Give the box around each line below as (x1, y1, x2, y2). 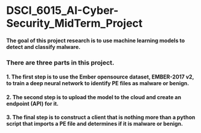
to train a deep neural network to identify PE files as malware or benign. (6, 80, 190, 87)
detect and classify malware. (6, 43, 81, 50)
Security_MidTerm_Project (6, 16, 143, 30)
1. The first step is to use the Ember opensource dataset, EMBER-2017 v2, (6, 73, 194, 80)
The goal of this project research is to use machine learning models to (6, 37, 185, 44)
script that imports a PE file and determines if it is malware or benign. (6, 120, 183, 128)
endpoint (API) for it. (6, 100, 59, 107)
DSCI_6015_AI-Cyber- (6, 4, 119, 18)
